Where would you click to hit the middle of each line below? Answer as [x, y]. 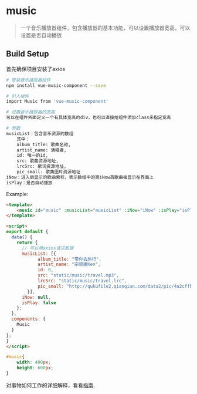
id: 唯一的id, [33, 156]
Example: [17, 194]
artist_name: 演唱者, [42, 150]
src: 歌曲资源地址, [38, 161]
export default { [27, 232]
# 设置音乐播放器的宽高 [31, 112]
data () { [22, 237]
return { [27, 243]
